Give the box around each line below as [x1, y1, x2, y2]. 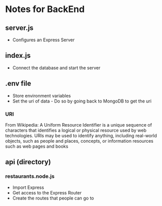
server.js [5, 24, 34, 32]
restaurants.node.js [5, 173, 55, 180]
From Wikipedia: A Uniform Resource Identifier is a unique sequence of [5, 122, 152, 128]
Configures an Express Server [12, 37, 75, 43]
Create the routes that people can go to [12, 195, 94, 201]
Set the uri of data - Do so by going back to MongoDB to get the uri [12, 98, 152, 104]
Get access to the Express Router [12, 189, 82, 195]
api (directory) [5, 158, 51, 166]
